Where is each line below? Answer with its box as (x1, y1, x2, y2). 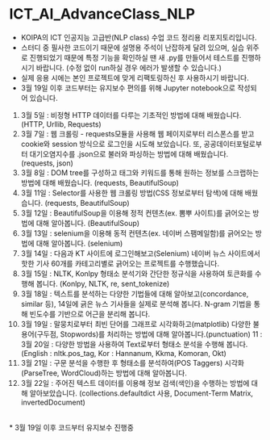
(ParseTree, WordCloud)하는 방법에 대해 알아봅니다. (20, 368, 188, 378)
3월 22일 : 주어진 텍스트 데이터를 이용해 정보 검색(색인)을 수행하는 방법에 (20, 378, 250, 388)
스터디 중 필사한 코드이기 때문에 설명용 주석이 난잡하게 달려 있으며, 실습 (20, 42, 245, 52)
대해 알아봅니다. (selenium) (35, 238, 123, 248)
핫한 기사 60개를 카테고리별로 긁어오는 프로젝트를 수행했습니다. (20, 258, 220, 268)
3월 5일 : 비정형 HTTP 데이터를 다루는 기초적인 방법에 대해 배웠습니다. (20, 110, 242, 119)
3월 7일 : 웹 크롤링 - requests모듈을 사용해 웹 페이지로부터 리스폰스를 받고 (20, 128, 255, 138)
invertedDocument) (20, 397, 85, 407)
